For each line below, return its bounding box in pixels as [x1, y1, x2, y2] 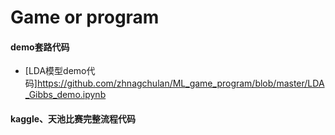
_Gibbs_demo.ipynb [24, 89, 107, 101]
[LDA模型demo [24, 65, 87, 77]
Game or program [10, 6, 160, 29]
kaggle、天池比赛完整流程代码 [10, 112, 137, 125]
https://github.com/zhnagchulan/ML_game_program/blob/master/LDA [36, 77, 325, 90]
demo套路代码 [10, 41, 70, 53]
